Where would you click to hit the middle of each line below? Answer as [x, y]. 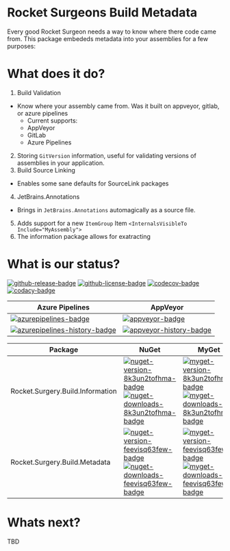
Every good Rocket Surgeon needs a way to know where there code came [112, 31]
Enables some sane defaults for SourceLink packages [93, 183]
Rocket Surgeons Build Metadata [102, 13]
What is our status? [64, 264]
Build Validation [39, 92]
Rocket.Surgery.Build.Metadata [61, 462]
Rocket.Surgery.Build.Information [64, 391]
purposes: [22, 46]
